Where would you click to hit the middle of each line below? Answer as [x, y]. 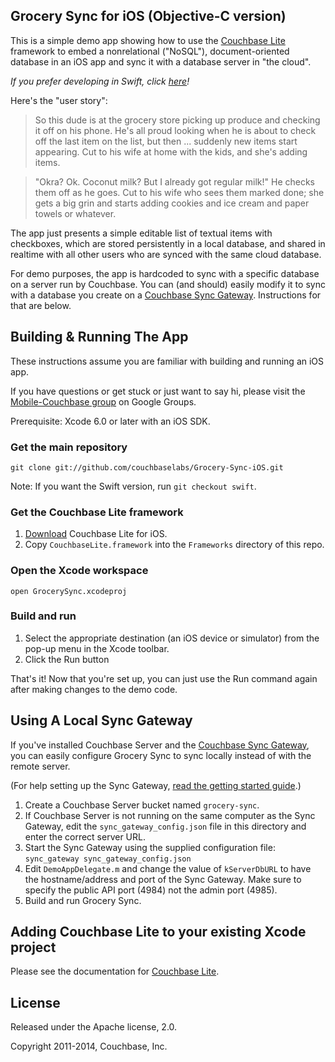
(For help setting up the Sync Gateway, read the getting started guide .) [156, 785]
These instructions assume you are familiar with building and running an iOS [167, 361]
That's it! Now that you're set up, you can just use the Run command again [164, 678]
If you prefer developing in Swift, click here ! [100, 81]
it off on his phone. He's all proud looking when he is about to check [175, 130]
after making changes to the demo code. [94, 689]
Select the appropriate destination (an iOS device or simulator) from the [172, 638]
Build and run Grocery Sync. [83, 900]
